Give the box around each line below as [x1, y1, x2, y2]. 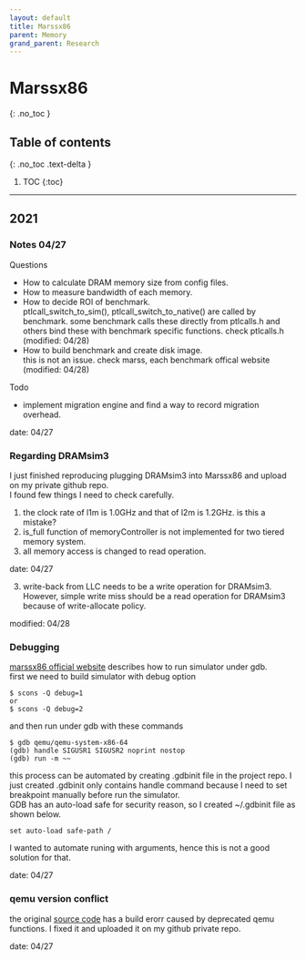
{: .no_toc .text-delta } [9, 158, 92, 169]
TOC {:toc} [22, 177, 64, 187]
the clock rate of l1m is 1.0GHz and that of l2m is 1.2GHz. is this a [22, 506, 266, 517]
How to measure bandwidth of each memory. [22, 286, 193, 297]
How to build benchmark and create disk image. [22, 344, 203, 355]
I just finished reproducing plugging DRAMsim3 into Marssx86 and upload [9, 470, 287, 481]
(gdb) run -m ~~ [9, 754, 71, 763]
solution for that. [9, 853, 71, 863]
